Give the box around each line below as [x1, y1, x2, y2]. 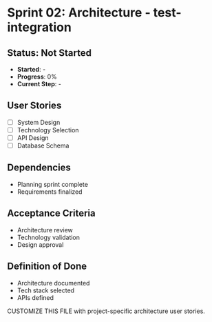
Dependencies [7, 162, 71, 174]
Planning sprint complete [17, 180, 88, 188]
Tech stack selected [17, 286, 74, 294]
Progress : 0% [17, 72, 57, 81]
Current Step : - [17, 80, 62, 88]
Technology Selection [17, 125, 79, 134]
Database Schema [17, 141, 70, 150]
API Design [17, 133, 49, 142]
